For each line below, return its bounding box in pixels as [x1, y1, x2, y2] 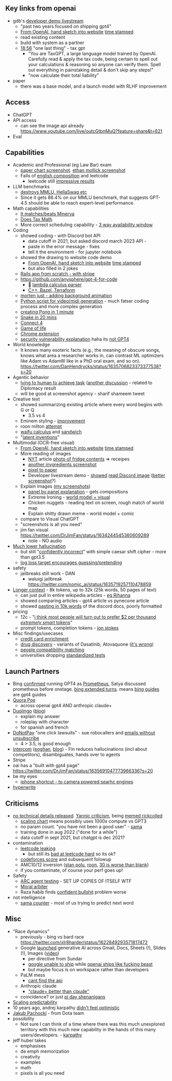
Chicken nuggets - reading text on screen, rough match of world [28, 499, 164, 506]
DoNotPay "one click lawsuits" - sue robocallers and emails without [12, 730, 155, 736]
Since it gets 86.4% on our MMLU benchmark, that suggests [20, 194, 148, 201]
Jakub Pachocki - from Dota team [12, 1010, 84, 1016]
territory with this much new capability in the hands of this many [20, 1026, 156, 1032]
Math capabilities [12, 205, 49, 212]
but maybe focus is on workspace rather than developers [28, 966, 149, 972]
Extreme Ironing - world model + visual [28, 494, 110, 501]
